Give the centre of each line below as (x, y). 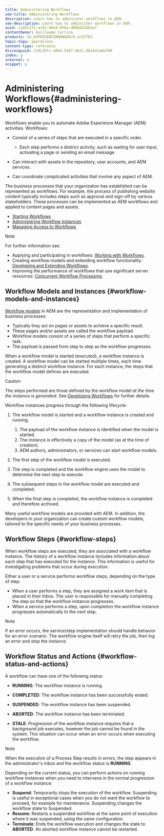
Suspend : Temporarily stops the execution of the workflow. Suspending (84, 792)
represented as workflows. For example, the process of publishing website (80, 191)
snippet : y (16, 64)
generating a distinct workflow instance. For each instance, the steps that (79, 366)
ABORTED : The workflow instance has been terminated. (69, 714)
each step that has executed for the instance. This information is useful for (80, 561)
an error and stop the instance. (36, 641)
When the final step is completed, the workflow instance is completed (82, 498)
